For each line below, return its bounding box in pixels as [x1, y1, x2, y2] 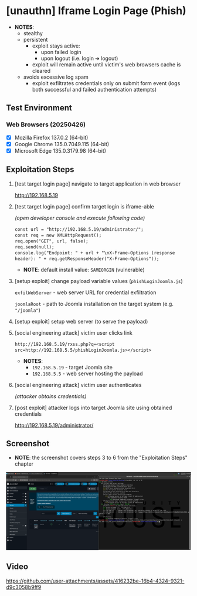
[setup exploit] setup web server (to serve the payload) [14, 318, 148, 325]
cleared [32, 67, 51, 74]
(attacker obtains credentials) [14, 392, 87, 400]
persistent [23, 36, 48, 43]
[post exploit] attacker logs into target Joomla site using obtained [14, 404, 172, 411]
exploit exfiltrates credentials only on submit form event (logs [32, 79, 181, 86]
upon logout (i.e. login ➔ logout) [40, 55, 118, 62]
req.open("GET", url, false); [14, 238, 89, 244]
